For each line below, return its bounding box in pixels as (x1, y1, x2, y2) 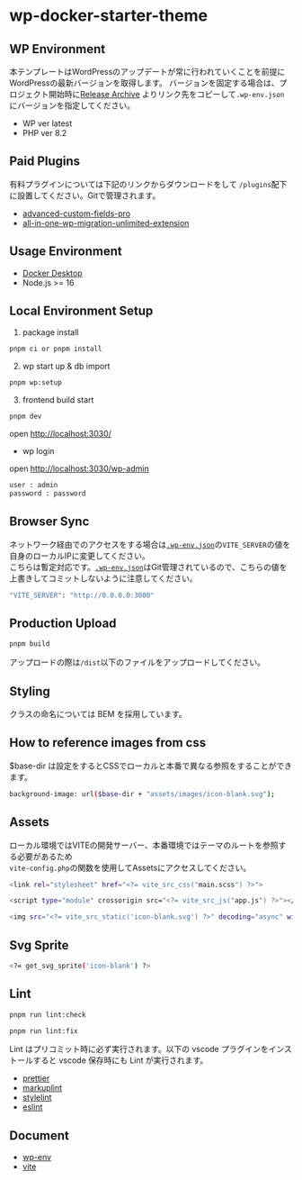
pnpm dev (9, 412, 42, 422)
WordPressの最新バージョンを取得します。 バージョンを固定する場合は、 (9, 77, 280, 88)
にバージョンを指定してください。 (9, 100, 135, 111)
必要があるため (16, 850, 73, 861)
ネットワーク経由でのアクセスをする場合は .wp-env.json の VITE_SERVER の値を (9, 539, 290, 549)
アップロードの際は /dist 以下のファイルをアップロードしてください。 (9, 657, 265, 667)
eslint (22, 1102, 43, 1112)
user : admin (9, 481, 58, 490)
